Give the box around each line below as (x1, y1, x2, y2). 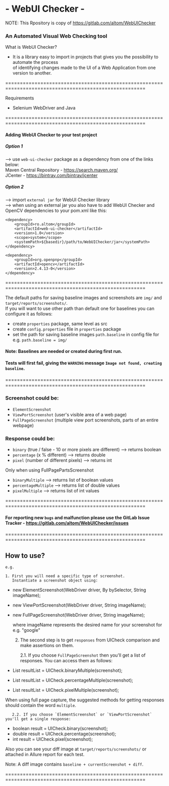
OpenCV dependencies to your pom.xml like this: (5, 207, 107, 213)
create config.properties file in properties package (12, 326, 122, 332)
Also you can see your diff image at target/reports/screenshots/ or (5, 746, 147, 752)
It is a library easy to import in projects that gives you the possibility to (12, 54, 159, 60)
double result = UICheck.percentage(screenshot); (12, 731, 117, 737)
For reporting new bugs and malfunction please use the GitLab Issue (5, 514, 150, 520)
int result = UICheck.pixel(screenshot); (12, 736, 93, 742)
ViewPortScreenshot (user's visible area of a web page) (12, 411, 127, 417)
